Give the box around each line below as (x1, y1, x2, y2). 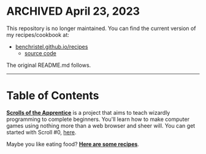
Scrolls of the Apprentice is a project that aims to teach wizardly (6, 109, 170, 116)
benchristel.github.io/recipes (15, 43, 88, 50)
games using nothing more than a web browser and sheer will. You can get (6, 121, 196, 129)
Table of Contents (6, 89, 99, 102)
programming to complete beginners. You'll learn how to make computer (6, 115, 190, 123)
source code (24, 49, 56, 56)
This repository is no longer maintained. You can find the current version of (6, 25, 196, 32)
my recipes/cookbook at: (6, 31, 69, 38)
